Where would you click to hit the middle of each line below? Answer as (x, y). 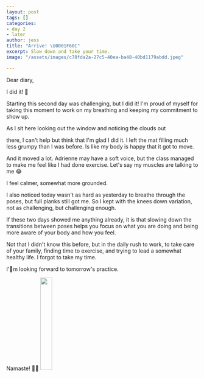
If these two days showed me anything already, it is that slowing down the (99, 219)
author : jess (23, 40)
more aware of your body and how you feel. (61, 233)
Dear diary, (20, 80)
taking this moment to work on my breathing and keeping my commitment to (102, 110)
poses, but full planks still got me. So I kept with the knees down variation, (99, 201)
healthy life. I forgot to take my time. (51, 257)
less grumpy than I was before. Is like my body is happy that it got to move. (100, 146)
